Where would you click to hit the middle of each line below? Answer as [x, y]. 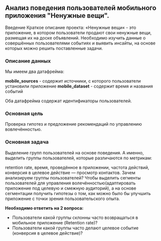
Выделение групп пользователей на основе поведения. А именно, [74, 153]
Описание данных [28, 61]
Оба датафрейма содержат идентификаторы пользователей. [69, 101]
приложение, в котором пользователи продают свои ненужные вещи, [79, 33]
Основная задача [27, 142]
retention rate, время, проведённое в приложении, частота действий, [77, 167]
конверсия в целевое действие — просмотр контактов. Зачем [70, 173]
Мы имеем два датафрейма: [35, 72]
